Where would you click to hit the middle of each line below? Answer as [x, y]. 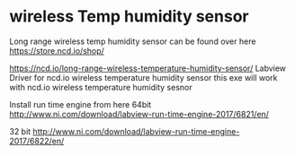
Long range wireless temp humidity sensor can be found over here [133, 41]
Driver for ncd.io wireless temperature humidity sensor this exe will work [143, 77]
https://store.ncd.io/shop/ [57, 50]
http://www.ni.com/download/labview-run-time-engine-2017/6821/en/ [139, 114]
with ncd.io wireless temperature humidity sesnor [101, 87]
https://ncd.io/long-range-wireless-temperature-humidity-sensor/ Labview [147, 68]
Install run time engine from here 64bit [80, 104]
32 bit [20, 131]
